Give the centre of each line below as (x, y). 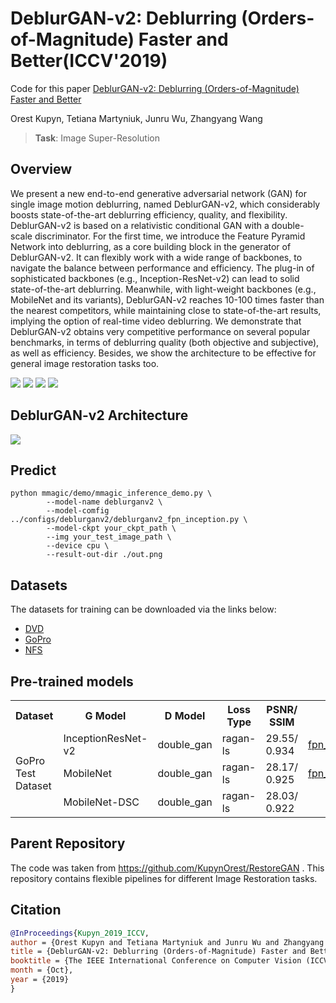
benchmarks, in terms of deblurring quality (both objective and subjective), (165, 342)
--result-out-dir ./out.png (104, 555)
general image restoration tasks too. (85, 363)
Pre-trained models (72, 681)
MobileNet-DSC (101, 802)
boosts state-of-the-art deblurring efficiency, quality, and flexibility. (149, 214)
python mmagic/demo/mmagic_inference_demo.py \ (111, 493)
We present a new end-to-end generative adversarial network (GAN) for (158, 193)
